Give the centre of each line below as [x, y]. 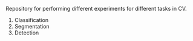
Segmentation [32, 26]
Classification [31, 20]
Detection [27, 33]
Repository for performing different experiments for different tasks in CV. [96, 9]
